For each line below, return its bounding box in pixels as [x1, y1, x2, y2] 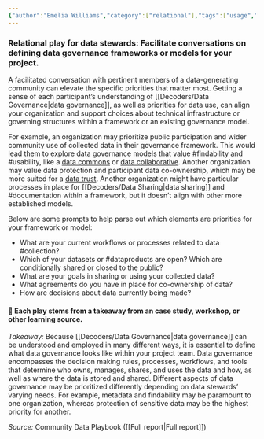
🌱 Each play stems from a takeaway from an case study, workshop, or [8, 306, 240, 315]
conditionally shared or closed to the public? [19, 263, 163, 272]
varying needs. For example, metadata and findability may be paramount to [8, 390, 251, 400]
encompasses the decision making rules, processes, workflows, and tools [8, 357, 247, 367]
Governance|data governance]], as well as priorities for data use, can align [8, 100, 250, 109]
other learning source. [8, 314, 83, 323]
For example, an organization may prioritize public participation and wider [8, 131, 247, 142]
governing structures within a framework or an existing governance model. [8, 116, 250, 126]
